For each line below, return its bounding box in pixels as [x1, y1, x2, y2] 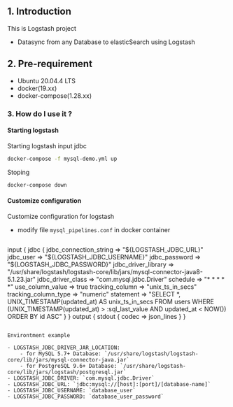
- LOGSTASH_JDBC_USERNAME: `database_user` [7, 387, 136, 394]
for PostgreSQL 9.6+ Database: [25, 362, 118, 369]
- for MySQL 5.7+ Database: [20, 350, 101, 357]
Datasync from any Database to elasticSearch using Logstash [17, 38, 196, 46]
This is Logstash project [7, 24, 77, 32]
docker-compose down [7, 181, 68, 188]
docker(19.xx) [17, 84, 57, 92]
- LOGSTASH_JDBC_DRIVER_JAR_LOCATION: [7, 344, 120, 351]
